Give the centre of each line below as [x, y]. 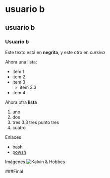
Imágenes [15, 162]
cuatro [19, 127]
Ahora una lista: [21, 62]
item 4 [19, 92]
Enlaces [13, 137]
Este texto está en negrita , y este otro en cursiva [55, 52]
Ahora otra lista [21, 102]
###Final [14, 171]
